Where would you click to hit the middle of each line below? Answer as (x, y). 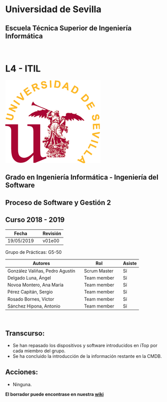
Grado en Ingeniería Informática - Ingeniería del (82, 177)
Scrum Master (99, 271)
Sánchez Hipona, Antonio (34, 306)
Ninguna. (22, 384)
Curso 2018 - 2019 (35, 220)
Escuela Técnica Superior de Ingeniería (69, 28)
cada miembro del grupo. (39, 351)
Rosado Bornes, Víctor (31, 299)
